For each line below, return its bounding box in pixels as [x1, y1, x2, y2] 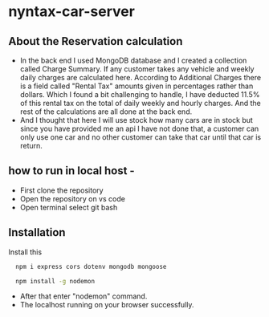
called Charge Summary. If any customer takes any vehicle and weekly [19, 64, 255, 74]
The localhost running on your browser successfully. [19, 300, 194, 310]
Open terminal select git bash [19, 202, 118, 212]
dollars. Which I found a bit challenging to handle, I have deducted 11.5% [19, 90, 260, 99]
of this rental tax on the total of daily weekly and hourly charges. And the [19, 99, 261, 108]
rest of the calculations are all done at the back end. [19, 107, 193, 116]
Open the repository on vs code [19, 193, 126, 203]
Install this [8, 247, 43, 257]
